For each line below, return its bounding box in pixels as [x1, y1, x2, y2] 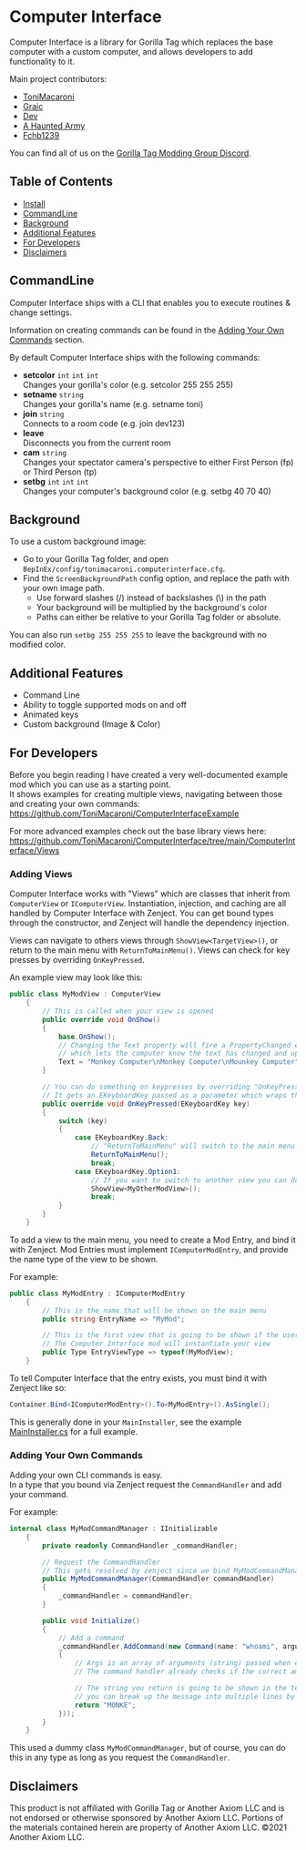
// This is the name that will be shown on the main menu [42, 1305, 267, 1315]
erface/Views [9, 845, 60, 855]
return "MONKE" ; [74, 1701, 137, 1710]
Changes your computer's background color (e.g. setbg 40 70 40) [22, 485, 271, 496]
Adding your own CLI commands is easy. [9, 1469, 163, 1481]
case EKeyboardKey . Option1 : [74, 1167, 181, 1176]
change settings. [9, 307, 73, 318]
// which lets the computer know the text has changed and [57, 1049, 287, 1058]
